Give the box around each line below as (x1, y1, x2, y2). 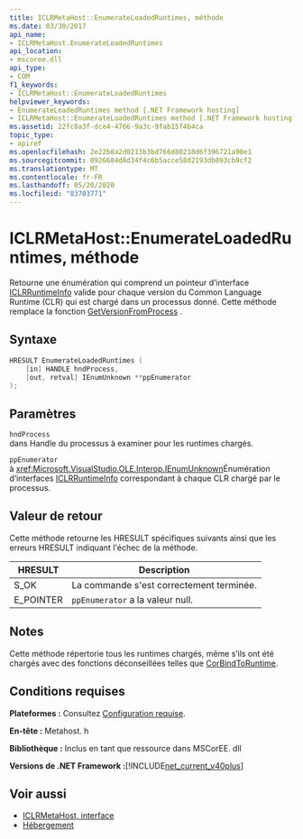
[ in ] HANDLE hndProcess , (25, 364, 119, 373)
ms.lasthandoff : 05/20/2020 (9, 181, 115, 190)
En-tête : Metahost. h (9, 725, 89, 736)
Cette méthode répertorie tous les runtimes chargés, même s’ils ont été (9, 648, 275, 659)
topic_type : (9, 131, 54, 140)
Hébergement (22, 820, 75, 831)
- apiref (9, 139, 42, 148)
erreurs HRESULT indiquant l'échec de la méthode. (9, 542, 198, 553)
